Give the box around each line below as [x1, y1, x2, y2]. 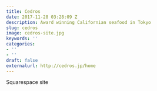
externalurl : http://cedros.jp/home [6, 62, 96, 69]
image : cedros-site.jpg [6, 30, 65, 36]
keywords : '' [6, 36, 38, 41]
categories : [6, 41, 35, 47]
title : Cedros [6, 8, 41, 15]
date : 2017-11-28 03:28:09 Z [6, 14, 78, 20]
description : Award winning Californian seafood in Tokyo [6, 19, 151, 25]
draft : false [6, 57, 38, 63]
